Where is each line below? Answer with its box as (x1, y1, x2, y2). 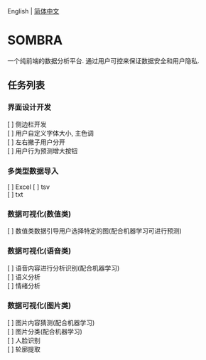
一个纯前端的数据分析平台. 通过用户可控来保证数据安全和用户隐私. (7, 56, 200, 65)
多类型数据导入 (7, 166, 59, 176)
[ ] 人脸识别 (7, 336, 41, 344)
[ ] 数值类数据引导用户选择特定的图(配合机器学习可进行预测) (7, 227, 183, 235)
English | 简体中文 (7, 7, 60, 15)
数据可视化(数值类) (7, 209, 72, 219)
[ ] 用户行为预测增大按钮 (7, 146, 78, 155)
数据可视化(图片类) (7, 301, 72, 311)
